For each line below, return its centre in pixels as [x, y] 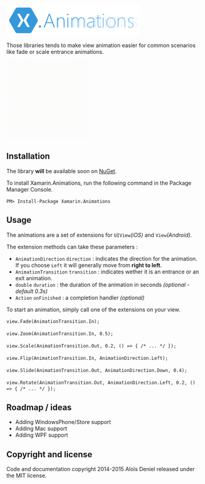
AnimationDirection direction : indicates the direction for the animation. [106, 258]
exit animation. [34, 278]
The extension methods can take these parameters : [72, 247]
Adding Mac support [41, 429]
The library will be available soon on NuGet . [62, 171]
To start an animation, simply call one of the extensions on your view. [93, 309]
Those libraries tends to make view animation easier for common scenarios [101, 45]
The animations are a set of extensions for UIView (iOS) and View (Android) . [99, 235]
